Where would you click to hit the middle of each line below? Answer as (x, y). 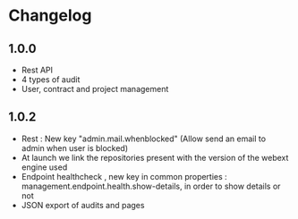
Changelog (50, 16)
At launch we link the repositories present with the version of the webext (155, 157)
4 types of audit (51, 80)
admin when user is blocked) (75, 147)
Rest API (37, 70)
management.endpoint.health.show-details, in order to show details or (151, 186)
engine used (44, 167)
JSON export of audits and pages (83, 205)
